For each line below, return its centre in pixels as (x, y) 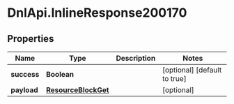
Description (136, 58)
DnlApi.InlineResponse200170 (97, 13)
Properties (31, 39)
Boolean (60, 74)
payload (24, 90)
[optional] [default (192, 70)
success (25, 74)
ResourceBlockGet (78, 90)
